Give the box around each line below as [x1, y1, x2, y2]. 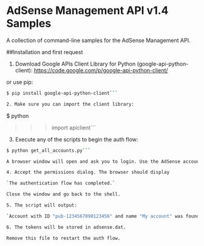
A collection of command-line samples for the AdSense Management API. [6, 36, 191, 44]
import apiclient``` [51, 124, 96, 131]
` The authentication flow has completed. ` [6, 180, 115, 186]
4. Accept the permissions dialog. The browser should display [6, 169, 170, 176]
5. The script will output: [6, 202, 78, 208]
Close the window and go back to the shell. [6, 191, 121, 197]
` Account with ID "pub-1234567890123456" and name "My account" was [6, 213, 183, 219]
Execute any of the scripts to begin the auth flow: [15, 135, 138, 143]
